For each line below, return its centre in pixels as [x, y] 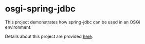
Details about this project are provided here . [49, 36]
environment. [18, 27]
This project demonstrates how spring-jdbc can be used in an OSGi [72, 22]
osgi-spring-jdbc [40, 9]
